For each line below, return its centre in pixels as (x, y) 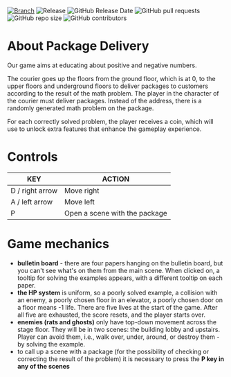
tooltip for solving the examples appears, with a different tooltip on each (120, 278)
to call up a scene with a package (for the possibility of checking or (113, 351)
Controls (33, 157)
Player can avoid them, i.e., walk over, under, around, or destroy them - (118, 337)
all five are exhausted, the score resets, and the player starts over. (111, 315)
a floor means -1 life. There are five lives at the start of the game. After (117, 307)
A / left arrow (32, 202)
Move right (82, 191)
